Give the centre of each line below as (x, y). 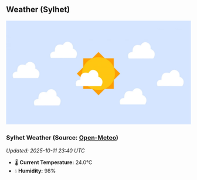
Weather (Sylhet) (38, 10)
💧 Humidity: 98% (35, 171)
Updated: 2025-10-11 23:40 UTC (45, 150)
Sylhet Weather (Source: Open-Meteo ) (62, 138)
